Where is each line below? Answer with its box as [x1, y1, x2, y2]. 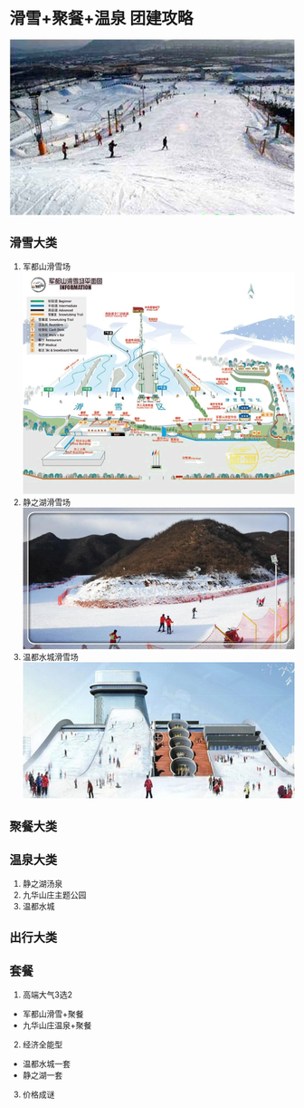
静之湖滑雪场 [22, 497, 71, 508]
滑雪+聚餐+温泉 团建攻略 [9, 8, 194, 29]
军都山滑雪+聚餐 [22, 1008, 84, 1019]
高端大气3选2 [22, 989, 72, 1000]
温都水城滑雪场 [22, 652, 79, 663]
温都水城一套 [22, 1058, 71, 1069]
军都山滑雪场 [22, 260, 71, 272]
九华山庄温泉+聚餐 [22, 1019, 92, 1030]
